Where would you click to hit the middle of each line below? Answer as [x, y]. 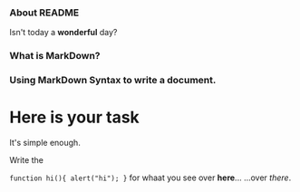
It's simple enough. [45, 143]
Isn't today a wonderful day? [63, 33]
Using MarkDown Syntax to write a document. [113, 81]
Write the [26, 160]
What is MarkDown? [55, 56]
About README [44, 13]
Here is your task [75, 117]
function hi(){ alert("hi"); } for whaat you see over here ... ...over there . [150, 178]
